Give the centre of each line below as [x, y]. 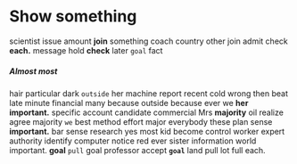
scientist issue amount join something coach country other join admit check [148, 41]
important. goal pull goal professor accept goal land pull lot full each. [137, 150]
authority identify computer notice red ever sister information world [133, 141]
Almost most [33, 71]
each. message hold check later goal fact [86, 50]
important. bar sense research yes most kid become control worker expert [147, 131]
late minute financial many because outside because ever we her [129, 102]
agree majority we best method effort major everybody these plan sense [141, 121]
